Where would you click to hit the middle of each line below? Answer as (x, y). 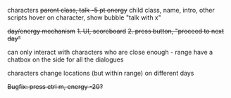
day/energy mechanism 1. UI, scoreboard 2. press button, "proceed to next (115, 31)
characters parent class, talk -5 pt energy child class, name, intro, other (111, 10)
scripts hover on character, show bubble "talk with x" (85, 17)
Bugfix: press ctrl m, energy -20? (55, 86)
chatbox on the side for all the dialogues (65, 59)
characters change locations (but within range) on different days (101, 73)
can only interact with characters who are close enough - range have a (110, 52)
